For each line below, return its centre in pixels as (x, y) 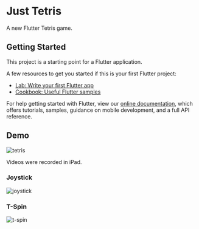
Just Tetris (34, 11)
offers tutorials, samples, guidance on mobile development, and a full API (98, 110)
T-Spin (17, 207)
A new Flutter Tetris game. (40, 28)
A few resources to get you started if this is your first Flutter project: (91, 73)
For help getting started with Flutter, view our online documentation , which (100, 103)
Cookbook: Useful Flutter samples (58, 92)
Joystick (19, 177)
